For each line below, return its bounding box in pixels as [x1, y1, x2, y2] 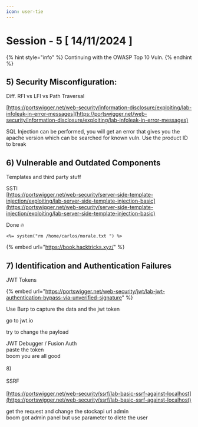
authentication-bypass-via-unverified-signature [6, 294, 122, 301]
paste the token [6, 346, 44, 353]
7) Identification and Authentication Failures [6, 260, 172, 270]
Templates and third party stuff [6, 174, 81, 181]
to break [6, 141, 27, 148]
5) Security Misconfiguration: [6, 77, 117, 87]
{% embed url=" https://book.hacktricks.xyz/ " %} [6, 243, 125, 251]
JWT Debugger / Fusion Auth [6, 340, 77, 347]
